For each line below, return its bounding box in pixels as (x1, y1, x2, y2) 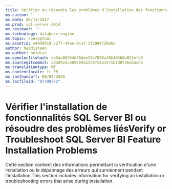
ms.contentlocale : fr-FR (5, 70, 58, 75)
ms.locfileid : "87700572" (5, 79, 60, 84)
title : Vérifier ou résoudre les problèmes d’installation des (5, 7, 143, 13)
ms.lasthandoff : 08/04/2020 (5, 74, 66, 79)
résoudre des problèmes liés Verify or (5, 122, 166, 134)
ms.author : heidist (5, 50, 47, 55)
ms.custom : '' (5, 12, 36, 17)
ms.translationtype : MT (5, 65, 56, 70)
